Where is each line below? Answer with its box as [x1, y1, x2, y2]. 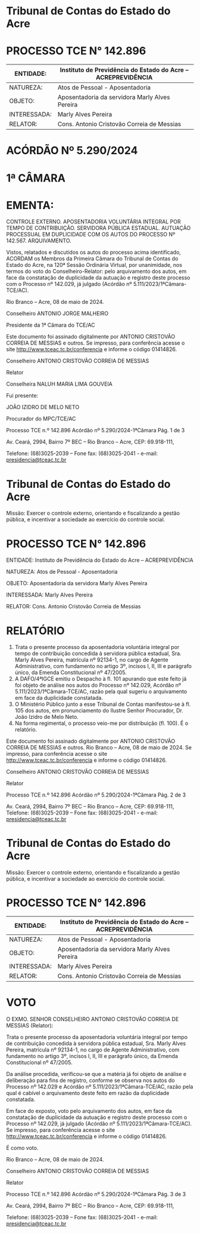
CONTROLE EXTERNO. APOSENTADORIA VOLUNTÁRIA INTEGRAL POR [6, 218, 181, 225]
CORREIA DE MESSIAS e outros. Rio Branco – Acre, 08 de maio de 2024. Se [6, 744, 192, 751]
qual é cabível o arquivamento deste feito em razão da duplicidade [6, 1090, 170, 1097]
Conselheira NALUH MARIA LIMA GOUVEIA [6, 380, 113, 388]
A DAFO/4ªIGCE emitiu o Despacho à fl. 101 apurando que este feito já [14, 675, 187, 682]
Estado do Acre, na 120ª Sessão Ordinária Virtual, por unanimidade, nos [6, 262, 183, 269]
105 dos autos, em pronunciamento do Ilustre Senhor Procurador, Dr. [14, 707, 183, 714]
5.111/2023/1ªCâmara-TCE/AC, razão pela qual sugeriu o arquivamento [14, 688, 187, 695]
